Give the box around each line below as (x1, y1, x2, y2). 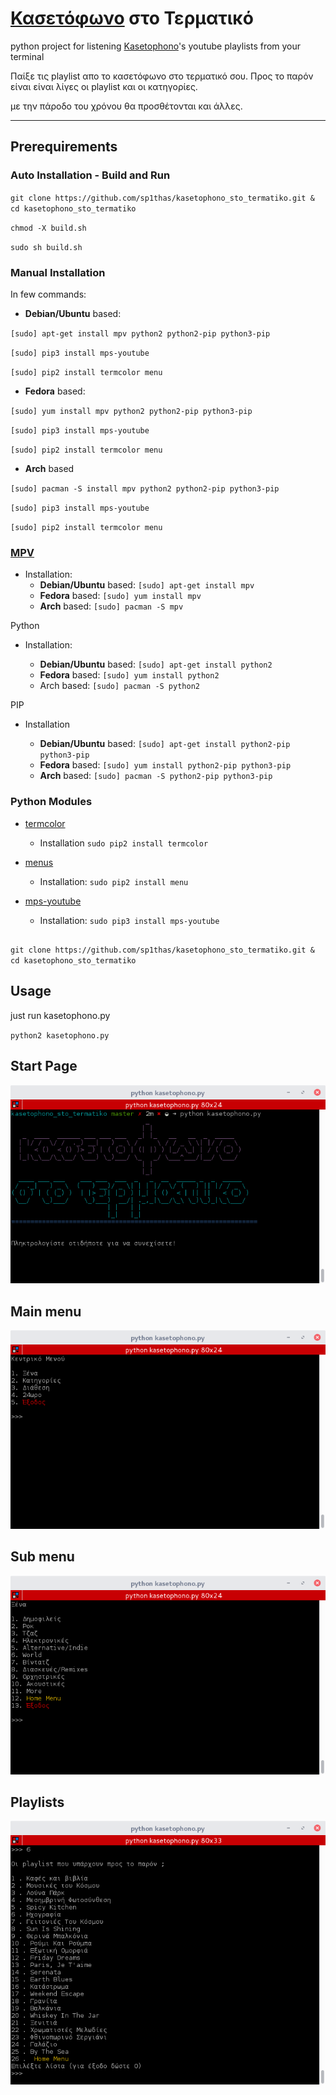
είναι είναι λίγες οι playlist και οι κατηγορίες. (10, 80, 198, 92)
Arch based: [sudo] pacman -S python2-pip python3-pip (39, 770, 273, 782)
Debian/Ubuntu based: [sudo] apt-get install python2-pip (39, 738, 291, 750)
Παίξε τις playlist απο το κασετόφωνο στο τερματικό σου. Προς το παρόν (10, 70, 314, 82)
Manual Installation (10, 265, 106, 279)
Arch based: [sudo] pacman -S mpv (39, 600, 184, 612)
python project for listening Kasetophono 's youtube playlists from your (10, 40, 302, 52)
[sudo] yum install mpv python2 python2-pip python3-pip (10, 406, 253, 416)
